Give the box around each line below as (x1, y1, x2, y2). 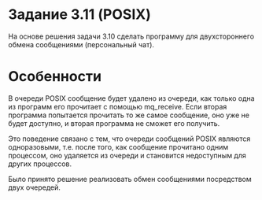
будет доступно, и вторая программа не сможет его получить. (8, 118, 220, 128)
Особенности (8, 68, 102, 86)
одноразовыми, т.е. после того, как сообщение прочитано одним (8, 142, 229, 151)
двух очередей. (8, 183, 61, 192)
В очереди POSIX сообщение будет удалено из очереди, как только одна (8, 93, 255, 103)
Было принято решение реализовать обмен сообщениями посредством (8, 174, 252, 183)
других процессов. (8, 159, 72, 169)
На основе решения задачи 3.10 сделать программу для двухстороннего (8, 31, 254, 41)
